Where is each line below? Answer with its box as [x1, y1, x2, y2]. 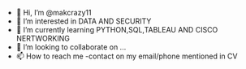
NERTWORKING [15, 33, 71, 43]
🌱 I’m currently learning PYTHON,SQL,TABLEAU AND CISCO [15, 25, 218, 34]
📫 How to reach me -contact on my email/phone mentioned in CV [15, 51, 238, 61]
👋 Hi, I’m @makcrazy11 [15, 8, 92, 17]
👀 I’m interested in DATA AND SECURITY [15, 16, 152, 26]
